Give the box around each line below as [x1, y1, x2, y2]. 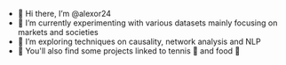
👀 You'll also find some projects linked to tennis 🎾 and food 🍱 [17, 46, 241, 56]
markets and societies [17, 27, 99, 37]
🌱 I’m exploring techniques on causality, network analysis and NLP [17, 36, 261, 47]
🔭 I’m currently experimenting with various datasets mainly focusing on [17, 18, 278, 28]
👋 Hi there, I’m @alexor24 [17, 9, 112, 18]
